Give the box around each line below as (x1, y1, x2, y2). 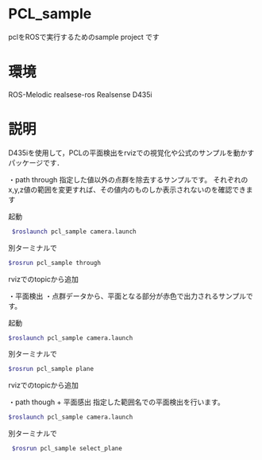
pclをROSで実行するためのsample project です (8, 32, 160, 41)
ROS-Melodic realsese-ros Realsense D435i (8, 89, 152, 99)
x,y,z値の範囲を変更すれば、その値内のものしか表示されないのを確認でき (8, 185, 246, 194)
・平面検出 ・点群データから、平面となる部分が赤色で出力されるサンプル (8, 291, 247, 301)
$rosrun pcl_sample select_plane (11, 445, 123, 453)
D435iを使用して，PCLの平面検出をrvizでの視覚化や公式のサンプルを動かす (8, 148, 255, 158)
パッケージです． (8, 158, 64, 167)
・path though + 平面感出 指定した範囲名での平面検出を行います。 (8, 397, 225, 407)
